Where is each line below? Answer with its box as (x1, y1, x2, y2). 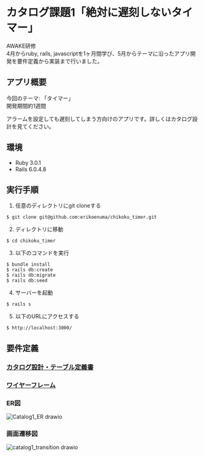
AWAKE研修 (6, 42, 37, 49)
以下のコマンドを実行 (15, 249, 69, 257)
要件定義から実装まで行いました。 (16, 57, 103, 65)
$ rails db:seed (6, 277, 48, 284)
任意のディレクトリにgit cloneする (15, 202, 101, 210)
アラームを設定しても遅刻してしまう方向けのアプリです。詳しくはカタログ (6, 115, 192, 122)
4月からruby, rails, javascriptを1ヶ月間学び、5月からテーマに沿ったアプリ (6, 49, 191, 57)
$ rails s (6, 301, 32, 307)
